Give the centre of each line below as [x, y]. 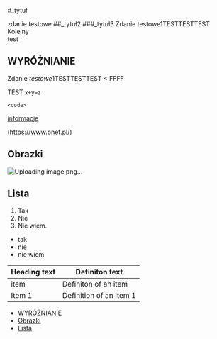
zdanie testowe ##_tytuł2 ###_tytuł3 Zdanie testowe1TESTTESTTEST [109, 24]
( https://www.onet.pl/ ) [40, 132]
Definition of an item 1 [99, 296]
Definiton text [99, 272]
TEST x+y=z [24, 92]
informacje [23, 118]
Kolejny [18, 32]
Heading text [33, 272]
